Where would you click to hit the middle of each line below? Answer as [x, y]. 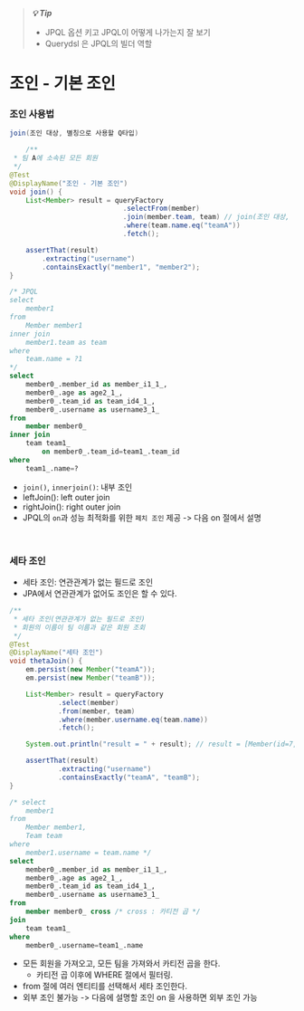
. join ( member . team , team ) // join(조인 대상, [206, 217]
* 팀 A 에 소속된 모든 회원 [55, 158]
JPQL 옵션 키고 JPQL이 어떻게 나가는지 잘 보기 [128, 32]
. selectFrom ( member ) [161, 209]
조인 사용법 [32, 114]
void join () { [36, 192]
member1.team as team [66, 342]
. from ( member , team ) [96, 711]
